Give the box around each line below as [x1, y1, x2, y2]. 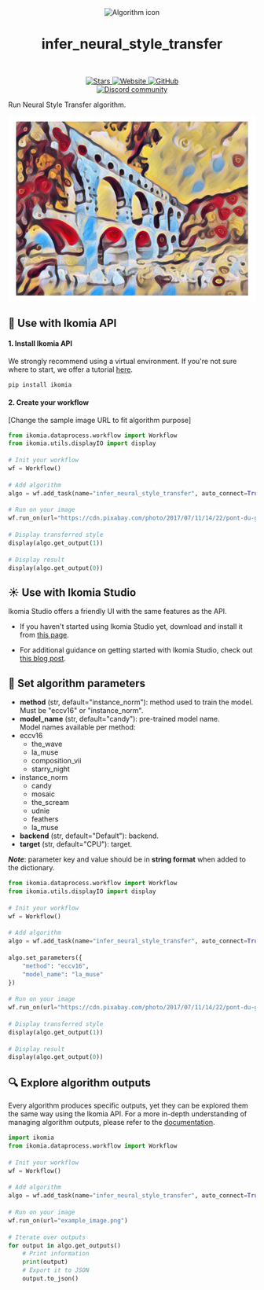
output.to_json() [22, 1275, 79, 1283]
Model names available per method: [19, 722, 136, 732]
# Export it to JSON [22, 1266, 90, 1274]
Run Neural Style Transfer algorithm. [8, 100, 126, 109]
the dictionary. [8, 863, 55, 873]
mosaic [31, 789, 55, 799]
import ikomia [8, 1134, 55, 1142]
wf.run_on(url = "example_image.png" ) [8, 1216, 128, 1225]
